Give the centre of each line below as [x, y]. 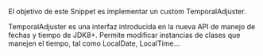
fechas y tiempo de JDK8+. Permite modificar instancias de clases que [124, 35]
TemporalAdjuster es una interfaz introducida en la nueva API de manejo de [132, 26]
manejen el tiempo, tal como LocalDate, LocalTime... [94, 43]
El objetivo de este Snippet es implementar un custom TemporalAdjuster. [127, 11]
